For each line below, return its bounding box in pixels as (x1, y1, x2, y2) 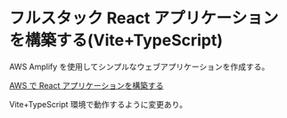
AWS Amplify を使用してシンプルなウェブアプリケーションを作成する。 (9, 61, 270, 72)
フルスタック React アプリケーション (9, 8, 279, 28)
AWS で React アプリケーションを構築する (9, 80, 164, 90)
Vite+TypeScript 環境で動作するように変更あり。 (9, 98, 188, 109)
